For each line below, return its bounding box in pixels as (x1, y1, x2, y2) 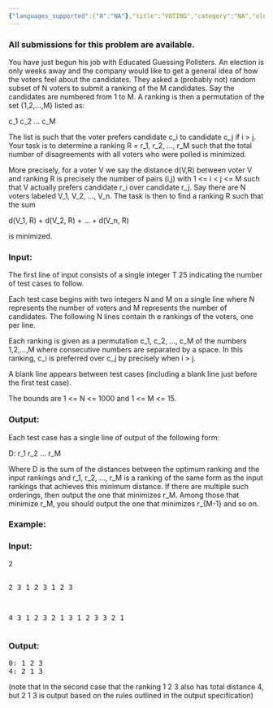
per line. (8, 321, 37, 330)
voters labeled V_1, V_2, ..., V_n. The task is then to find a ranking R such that (8, 190, 264, 200)
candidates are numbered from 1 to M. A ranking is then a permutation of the (8, 91, 265, 102)
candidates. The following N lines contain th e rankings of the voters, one (8, 312, 253, 321)
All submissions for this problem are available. (8, 38, 195, 50)
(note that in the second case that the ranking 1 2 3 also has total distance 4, (8, 682, 264, 692)
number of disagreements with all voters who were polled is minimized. (8, 149, 247, 159)
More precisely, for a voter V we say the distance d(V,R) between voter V (8, 164, 253, 175)
